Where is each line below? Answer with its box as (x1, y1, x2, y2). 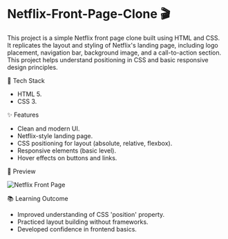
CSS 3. (17, 97, 37, 105)
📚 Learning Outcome (7, 194, 68, 202)
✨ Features (7, 111, 39, 119)
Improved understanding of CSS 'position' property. (17, 210, 165, 218)
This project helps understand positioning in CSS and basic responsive (7, 55, 209, 64)
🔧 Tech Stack (7, 76, 45, 84)
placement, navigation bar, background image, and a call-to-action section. (7, 48, 222, 57)
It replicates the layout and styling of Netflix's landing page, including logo (7, 41, 219, 49)
